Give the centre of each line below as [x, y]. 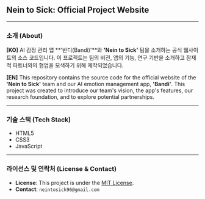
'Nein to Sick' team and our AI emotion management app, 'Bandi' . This [96, 84]
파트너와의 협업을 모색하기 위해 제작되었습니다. [68, 65]
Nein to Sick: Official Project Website [78, 10]
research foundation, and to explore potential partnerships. [80, 97]
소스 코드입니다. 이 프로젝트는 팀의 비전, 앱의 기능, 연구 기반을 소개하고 [101, 58]
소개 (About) [25, 35]
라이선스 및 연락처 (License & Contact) [62, 169]
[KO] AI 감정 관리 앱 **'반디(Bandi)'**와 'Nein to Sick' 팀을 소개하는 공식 [94, 50]
